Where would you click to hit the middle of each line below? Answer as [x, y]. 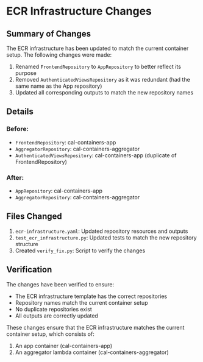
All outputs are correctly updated [57, 316]
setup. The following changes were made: [59, 55]
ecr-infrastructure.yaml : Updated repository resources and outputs [101, 231]
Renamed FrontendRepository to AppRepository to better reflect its [98, 66]
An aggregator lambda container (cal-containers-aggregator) [92, 352]
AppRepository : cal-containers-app [59, 191]
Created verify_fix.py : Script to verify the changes [80, 250]
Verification [29, 270]
